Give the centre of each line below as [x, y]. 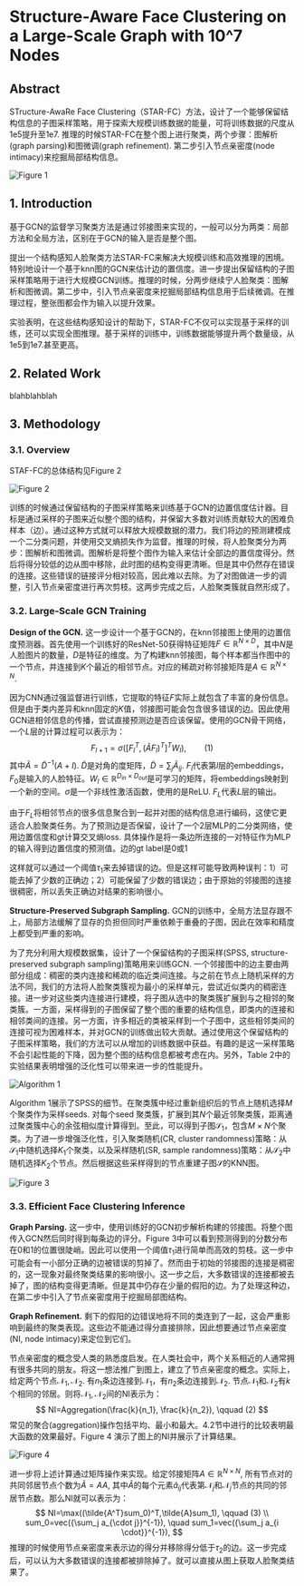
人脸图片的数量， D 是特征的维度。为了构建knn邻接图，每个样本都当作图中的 [150, 655]
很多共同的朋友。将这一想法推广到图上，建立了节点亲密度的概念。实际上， [156, 1369]
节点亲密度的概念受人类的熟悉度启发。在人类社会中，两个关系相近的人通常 [148, 1357]
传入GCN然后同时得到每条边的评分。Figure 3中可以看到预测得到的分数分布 [148, 1238]
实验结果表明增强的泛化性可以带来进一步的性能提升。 [109, 1066]
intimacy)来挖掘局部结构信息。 [66, 157]
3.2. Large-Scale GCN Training [78, 612]
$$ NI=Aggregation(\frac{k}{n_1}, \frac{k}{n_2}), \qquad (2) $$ [152, 1410]
